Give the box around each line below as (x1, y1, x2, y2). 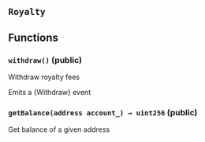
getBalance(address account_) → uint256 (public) (8, 107, 198, 118)
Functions (8, 31, 59, 44)
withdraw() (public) (8, 54, 83, 65)
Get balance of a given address (8, 125, 110, 134)
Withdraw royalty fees (8, 72, 80, 82)
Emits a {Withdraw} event (8, 88, 91, 97)
